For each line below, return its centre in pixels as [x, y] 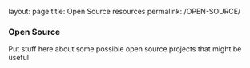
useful [19, 58]
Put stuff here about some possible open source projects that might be [125, 49]
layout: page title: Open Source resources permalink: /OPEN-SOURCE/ [125, 11]
